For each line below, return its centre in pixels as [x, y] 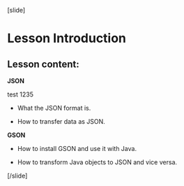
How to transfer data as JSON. [61, 121]
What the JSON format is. [54, 108]
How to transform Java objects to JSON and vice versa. [97, 162]
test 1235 [20, 94]
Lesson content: [43, 64]
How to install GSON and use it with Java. [77, 149]
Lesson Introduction [67, 38]
